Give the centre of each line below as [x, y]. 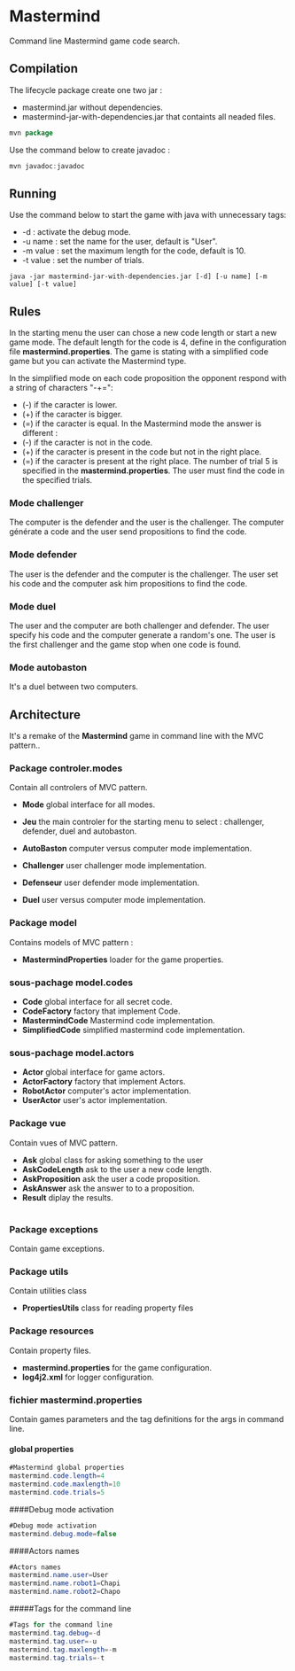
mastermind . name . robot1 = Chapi [65, 1583]
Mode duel [32, 606]
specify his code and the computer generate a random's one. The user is [143, 635]
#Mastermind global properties [67, 1468]
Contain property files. [50, 1350]
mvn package [31, 133]
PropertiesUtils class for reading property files [108, 1308]
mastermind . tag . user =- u [53, 1641]
